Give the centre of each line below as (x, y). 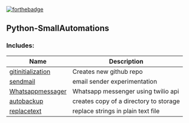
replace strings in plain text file (116, 111)
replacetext (25, 111)
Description (126, 61)
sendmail (22, 81)
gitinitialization (30, 71)
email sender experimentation (115, 81)
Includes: (20, 45)
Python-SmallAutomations (58, 28)
